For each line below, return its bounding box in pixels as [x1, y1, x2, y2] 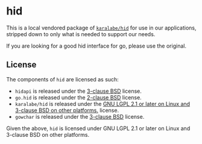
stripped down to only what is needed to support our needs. [6, 30, 156, 37]
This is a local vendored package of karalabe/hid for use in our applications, [6, 24, 197, 31]
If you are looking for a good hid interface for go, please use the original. [6, 42, 187, 49]
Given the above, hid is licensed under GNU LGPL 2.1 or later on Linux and [6, 125, 191, 132]
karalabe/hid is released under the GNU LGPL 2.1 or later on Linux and [14, 100, 191, 107]
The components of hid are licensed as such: [6, 75, 119, 83]
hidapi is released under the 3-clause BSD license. [14, 87, 142, 95]
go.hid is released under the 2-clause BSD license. [14, 93, 142, 101]
